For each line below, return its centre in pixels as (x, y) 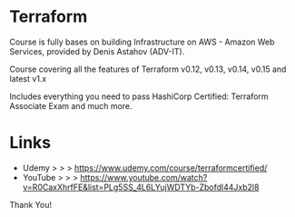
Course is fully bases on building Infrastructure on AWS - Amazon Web (142, 42)
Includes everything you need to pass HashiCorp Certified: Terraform (139, 96)
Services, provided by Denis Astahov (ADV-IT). (97, 51)
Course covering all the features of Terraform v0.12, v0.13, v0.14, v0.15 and (148, 69)
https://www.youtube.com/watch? (144, 177)
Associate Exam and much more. (71, 105)
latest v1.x (28, 78)
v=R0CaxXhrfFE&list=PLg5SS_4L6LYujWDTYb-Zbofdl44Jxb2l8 (141, 187)
